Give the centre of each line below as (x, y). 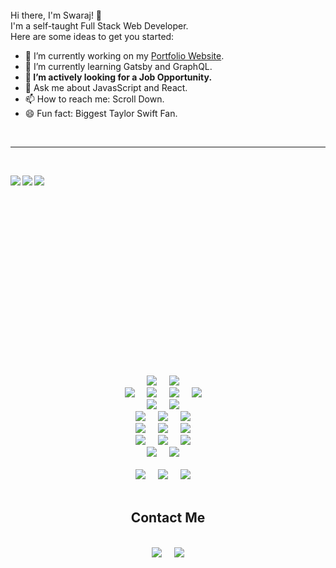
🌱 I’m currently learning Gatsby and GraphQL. (118, 66)
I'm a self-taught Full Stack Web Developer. (99, 26)
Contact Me (168, 518)
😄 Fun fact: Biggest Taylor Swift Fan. (101, 113)
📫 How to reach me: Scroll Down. (94, 99)
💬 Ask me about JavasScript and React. (106, 87)
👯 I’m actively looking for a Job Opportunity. (118, 77)
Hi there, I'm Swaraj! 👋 (56, 15)
